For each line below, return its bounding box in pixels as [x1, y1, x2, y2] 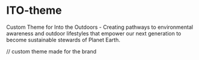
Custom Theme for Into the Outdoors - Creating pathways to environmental [6, 23, 194, 31]
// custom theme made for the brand [6, 47, 96, 55]
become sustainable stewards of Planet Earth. [6, 36, 121, 43]
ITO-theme [6, 4, 62, 17]
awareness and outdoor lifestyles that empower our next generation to [6, 29, 182, 37]
